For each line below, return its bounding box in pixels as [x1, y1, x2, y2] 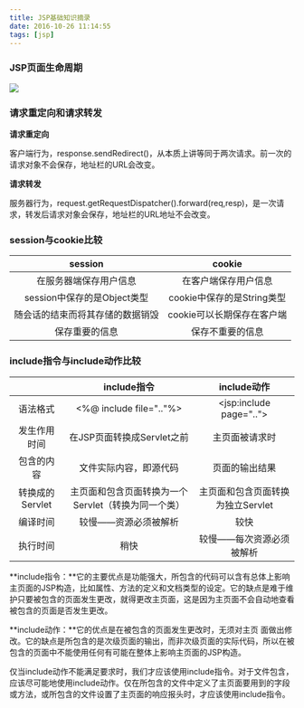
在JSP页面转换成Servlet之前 [69, 430, 189, 443]
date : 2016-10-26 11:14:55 [9, 22, 111, 31]
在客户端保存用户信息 [182, 275, 273, 288]
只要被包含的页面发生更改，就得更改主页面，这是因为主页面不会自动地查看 [16, 593, 295, 604]
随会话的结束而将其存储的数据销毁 [14, 308, 160, 321]
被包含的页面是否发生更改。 [9, 605, 113, 616]
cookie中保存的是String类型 [168, 291, 287, 304]
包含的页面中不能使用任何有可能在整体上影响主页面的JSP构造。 [9, 647, 246, 657]
